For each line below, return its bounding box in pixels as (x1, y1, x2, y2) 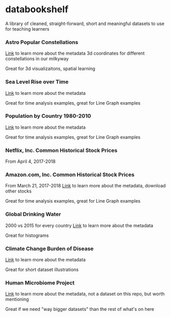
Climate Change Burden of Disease (5, 245, 94, 252)
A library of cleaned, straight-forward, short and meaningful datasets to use (5, 20, 165, 27)
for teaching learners (5, 26, 50, 32)
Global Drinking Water (5, 211, 61, 218)
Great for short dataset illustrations (5, 266, 79, 273)
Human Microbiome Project (5, 279, 75, 286)
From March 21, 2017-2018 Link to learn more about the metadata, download (5, 183, 166, 189)
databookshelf (5, 4, 69, 15)
